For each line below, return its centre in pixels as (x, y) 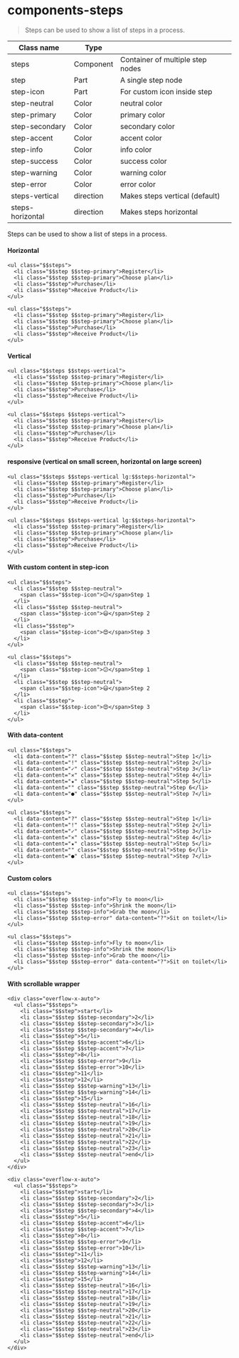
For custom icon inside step (166, 91)
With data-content (36, 735)
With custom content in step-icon (58, 567)
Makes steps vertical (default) (170, 196)
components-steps (65, 10)
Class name (39, 47)
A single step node (151, 80)
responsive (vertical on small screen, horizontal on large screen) (105, 461)
